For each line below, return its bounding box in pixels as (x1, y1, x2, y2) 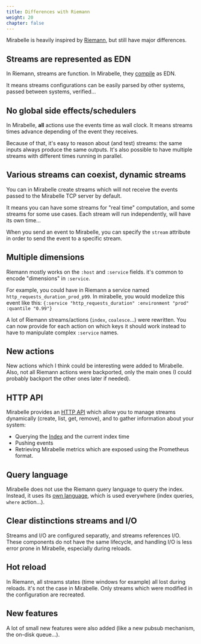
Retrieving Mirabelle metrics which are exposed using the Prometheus (14, 446, 190, 453)
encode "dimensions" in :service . (6, 275, 90, 282)
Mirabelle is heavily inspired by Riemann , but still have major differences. (6, 37, 187, 44)
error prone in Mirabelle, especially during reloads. (6, 545, 132, 552)
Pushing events (14, 439, 54, 446)
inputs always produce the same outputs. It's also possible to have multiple (6, 146, 193, 153)
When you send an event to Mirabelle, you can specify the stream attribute (6, 228, 191, 236)
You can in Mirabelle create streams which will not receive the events (6, 186, 178, 193)
